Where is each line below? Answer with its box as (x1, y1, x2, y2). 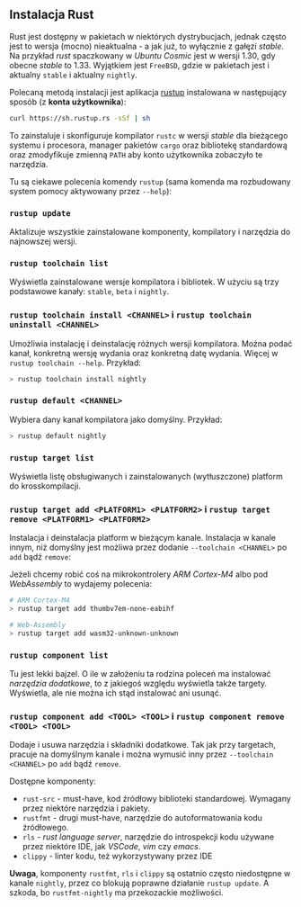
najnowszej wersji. (9, 236, 78, 247)
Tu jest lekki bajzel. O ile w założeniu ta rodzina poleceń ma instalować (9, 669, 271, 679)
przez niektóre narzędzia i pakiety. (22, 803, 151, 813)
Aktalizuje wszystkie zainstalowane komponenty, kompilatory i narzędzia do (9, 226, 291, 237)
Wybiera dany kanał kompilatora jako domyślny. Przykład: (9, 414, 223, 425)
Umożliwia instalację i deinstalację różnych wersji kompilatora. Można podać (9, 337, 293, 349)
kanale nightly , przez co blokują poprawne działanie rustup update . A (9, 877, 270, 889)
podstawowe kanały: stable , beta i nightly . (9, 286, 170, 297)
